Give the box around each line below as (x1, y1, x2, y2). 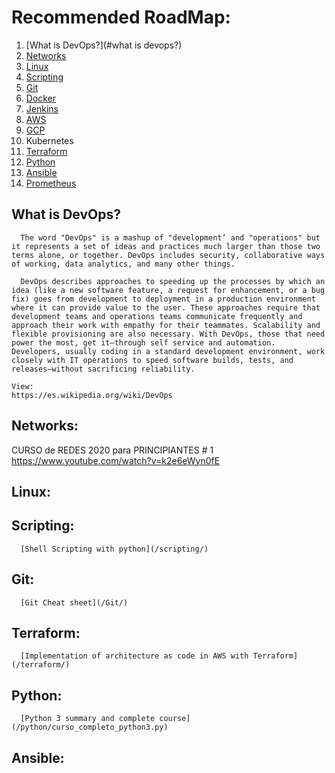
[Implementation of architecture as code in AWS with (20, 651, 249, 661)
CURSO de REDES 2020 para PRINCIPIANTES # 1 (11, 444, 214, 456)
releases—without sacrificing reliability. (11, 364, 196, 374)
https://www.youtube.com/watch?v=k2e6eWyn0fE (11, 454, 221, 466)
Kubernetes (25, 134, 74, 146)
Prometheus (25, 177, 77, 189)
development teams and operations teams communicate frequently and (11, 311, 303, 321)
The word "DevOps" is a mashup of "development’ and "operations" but (20, 232, 321, 243)
